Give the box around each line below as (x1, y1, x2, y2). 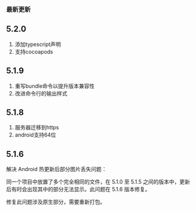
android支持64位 (14, 131, 57, 138)
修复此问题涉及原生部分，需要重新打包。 (6, 198, 105, 206)
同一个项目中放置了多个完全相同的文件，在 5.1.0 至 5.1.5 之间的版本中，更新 (6, 178, 191, 185)
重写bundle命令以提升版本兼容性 (14, 82, 95, 89)
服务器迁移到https (14, 124, 60, 131)
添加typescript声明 (14, 41, 61, 48)
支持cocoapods (14, 48, 54, 55)
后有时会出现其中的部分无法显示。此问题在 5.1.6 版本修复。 (6, 186, 151, 193)
